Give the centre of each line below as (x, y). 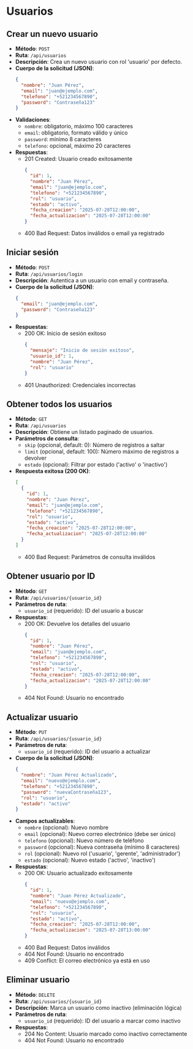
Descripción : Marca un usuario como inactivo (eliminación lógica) (98, 1007)
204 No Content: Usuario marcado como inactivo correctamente (106, 1034)
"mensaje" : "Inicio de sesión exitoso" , (82, 350)
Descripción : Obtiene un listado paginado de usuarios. (85, 432)
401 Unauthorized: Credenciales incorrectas (80, 385)
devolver (36, 458)
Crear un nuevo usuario (52, 34)
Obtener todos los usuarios (59, 404)
